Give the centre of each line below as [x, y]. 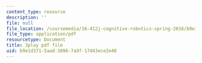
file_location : [25, 28]
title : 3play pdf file [35, 46]
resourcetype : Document [36, 40]
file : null [20, 23]
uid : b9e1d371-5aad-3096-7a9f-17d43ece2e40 [62, 51]
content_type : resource [36, 12]
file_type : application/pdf [41, 34]
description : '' [26, 17]
